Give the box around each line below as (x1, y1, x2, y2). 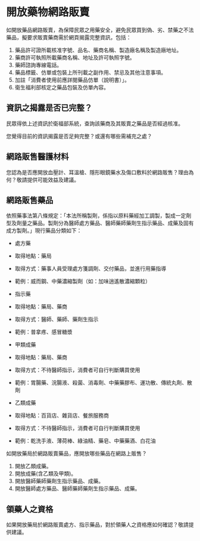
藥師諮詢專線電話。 (14, 61, 62, 69)
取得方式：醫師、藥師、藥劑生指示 (14, 316, 99, 323)
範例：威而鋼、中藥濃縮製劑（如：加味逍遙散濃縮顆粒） (14, 278, 151, 285)
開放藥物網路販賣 (6, 5, 90, 19)
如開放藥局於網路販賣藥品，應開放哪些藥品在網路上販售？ (6, 450, 147, 457)
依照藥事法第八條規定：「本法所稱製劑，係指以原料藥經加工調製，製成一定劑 (6, 212, 192, 220)
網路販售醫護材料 (6, 152, 69, 162)
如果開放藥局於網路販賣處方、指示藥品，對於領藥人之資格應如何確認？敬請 (6, 521, 189, 528)
